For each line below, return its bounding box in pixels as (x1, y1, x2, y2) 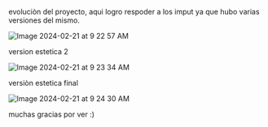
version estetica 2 (8, 47, 69, 56)
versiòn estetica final (8, 78, 79, 87)
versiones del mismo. (8, 15, 80, 25)
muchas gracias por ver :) (8, 109, 95, 119)
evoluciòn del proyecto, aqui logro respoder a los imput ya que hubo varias (8, 7, 260, 16)
